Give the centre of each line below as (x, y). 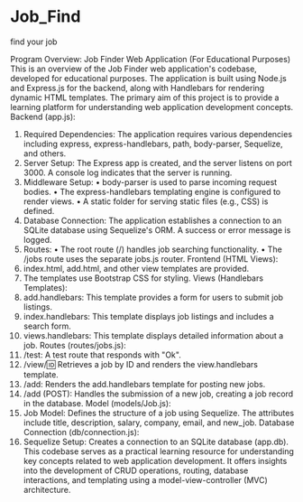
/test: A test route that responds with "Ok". (102, 355)
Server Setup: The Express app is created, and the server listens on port (157, 163)
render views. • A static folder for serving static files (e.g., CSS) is (146, 201)
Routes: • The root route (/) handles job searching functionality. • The (152, 249)
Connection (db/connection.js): (81, 432)
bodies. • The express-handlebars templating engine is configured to (152, 191)
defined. (39, 210)
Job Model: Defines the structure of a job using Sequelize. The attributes (159, 413)
